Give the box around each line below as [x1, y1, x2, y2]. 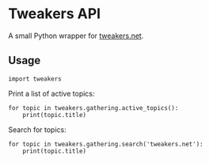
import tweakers [8, 74, 62, 83]
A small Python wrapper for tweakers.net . [8, 31, 144, 40]
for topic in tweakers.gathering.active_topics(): [8, 104, 179, 112]
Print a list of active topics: [8, 89, 95, 98]
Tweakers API [8, 5, 101, 23]
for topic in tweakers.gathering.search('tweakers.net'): [8, 140, 203, 148]
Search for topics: [8, 124, 66, 135]
